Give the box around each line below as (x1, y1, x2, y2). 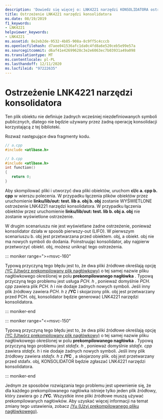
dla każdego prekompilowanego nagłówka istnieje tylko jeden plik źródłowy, (5, 387, 157, 393)
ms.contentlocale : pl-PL (5, 57, 55, 62)
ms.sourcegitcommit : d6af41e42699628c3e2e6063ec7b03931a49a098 (5, 48, 136, 53)
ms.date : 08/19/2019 (5, 16, 47, 21)
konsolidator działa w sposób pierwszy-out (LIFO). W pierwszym (5, 228, 134, 234)
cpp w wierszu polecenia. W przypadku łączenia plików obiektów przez (5, 193, 148, 199)
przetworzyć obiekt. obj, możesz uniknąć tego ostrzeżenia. (5, 243, 123, 249)
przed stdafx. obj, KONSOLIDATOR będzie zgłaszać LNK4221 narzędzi (5, 358, 146, 364)
